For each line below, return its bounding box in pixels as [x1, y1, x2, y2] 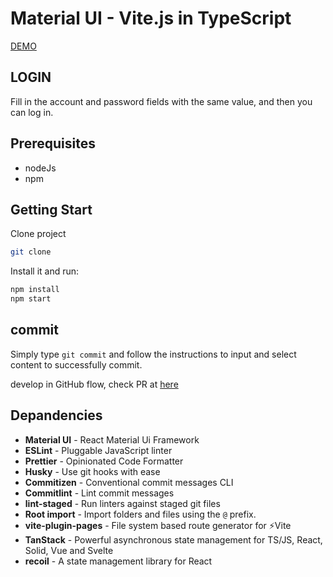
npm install [10, 285, 60, 295]
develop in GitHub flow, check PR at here [10, 378, 179, 390]
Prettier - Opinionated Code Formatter [24, 455, 184, 467]
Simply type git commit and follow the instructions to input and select [10, 348, 297, 360]
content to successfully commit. [10, 358, 143, 371]
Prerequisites [10, 135, 96, 152]
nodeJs [24, 162, 57, 174]
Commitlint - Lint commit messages [24, 487, 175, 499]
